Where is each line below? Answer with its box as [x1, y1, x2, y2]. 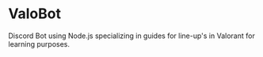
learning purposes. [8, 39, 70, 48]
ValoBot [8, 5, 62, 23]
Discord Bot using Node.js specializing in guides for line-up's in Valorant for [8, 31, 255, 40]
